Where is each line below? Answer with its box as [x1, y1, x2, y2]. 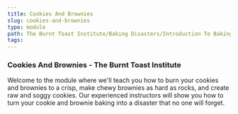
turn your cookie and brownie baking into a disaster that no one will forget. [7, 98, 225, 107]
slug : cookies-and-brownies [7, 17, 91, 24]
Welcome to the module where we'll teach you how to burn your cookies [7, 76, 219, 85]
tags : [7, 37, 23, 44]
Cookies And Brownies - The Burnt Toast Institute [7, 60, 182, 70]
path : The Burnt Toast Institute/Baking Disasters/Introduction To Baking [7, 30, 233, 38]
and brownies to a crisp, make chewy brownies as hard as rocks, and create [7, 84, 229, 92]
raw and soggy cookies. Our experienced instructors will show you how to [7, 91, 224, 100]
